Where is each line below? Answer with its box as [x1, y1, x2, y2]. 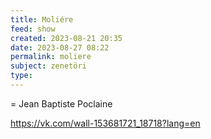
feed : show [10, 24, 56, 34]
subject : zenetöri [10, 61, 87, 71]
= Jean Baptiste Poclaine [10, 97, 113, 110]
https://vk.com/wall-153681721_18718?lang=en [10, 117, 201, 129]
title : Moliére [10, 14, 74, 25]
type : [10, 71, 33, 81]
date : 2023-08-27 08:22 [10, 42, 110, 53]
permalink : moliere [10, 52, 92, 62]
